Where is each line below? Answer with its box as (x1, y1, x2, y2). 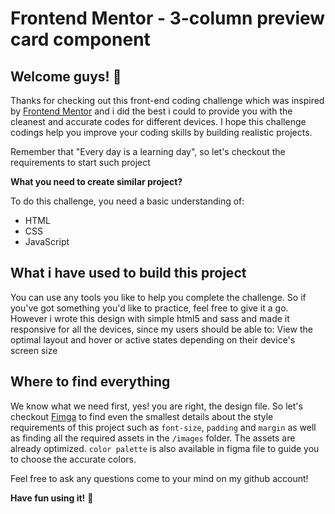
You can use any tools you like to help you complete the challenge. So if (10, 291, 307, 303)
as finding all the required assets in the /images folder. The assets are (10, 432, 296, 444)
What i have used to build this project (10, 265, 247, 282)
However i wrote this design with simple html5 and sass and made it (10, 312, 290, 324)
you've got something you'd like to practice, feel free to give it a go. (10, 302, 289, 314)
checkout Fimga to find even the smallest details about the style (10, 410, 274, 422)
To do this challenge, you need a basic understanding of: (10, 195, 245, 207)
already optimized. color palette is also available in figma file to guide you (10, 442, 320, 454)
